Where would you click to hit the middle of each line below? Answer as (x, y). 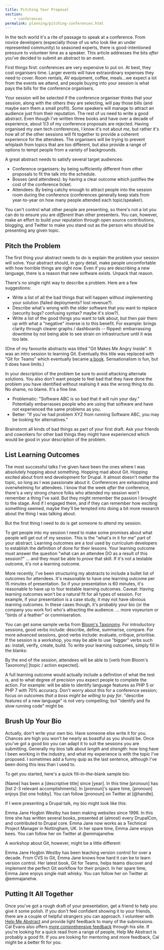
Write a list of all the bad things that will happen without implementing (82, 297)
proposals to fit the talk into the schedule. (54, 174)
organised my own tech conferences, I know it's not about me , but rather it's (82, 129)
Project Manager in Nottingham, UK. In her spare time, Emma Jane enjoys (79, 828)
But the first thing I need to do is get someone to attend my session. (73, 523)
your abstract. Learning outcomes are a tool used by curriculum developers (81, 543)
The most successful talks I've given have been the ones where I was (75, 466)
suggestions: (18, 288)
